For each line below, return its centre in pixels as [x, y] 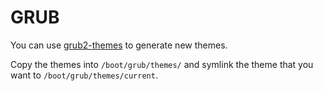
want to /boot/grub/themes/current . [84, 75]
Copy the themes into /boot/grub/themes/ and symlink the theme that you [162, 64]
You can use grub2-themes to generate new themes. [119, 45]
